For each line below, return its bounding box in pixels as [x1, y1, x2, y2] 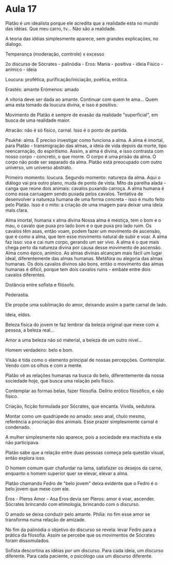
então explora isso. [5, 454, 46, 461]
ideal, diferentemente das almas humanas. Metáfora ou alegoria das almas [5, 255, 163, 261]
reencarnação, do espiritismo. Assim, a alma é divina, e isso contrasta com [5, 148, 164, 154]
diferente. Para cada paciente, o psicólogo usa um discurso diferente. [5, 553, 153, 559]
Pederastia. [5, 292, 30, 298]
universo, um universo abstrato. [5, 164, 73, 170]
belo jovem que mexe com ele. [5, 485, 70, 492]
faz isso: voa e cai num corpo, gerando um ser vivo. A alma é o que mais [5, 239, 159, 245]
